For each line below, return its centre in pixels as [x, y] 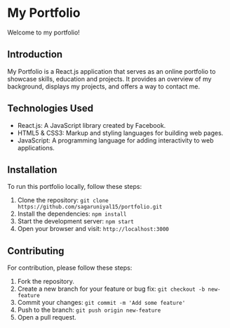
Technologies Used [50, 109]
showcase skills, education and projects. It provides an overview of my [109, 79]
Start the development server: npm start [76, 221]
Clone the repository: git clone [63, 200]
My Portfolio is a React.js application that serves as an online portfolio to [111, 71]
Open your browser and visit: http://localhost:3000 [93, 229]
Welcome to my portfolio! [44, 32]
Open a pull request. [47, 317]
